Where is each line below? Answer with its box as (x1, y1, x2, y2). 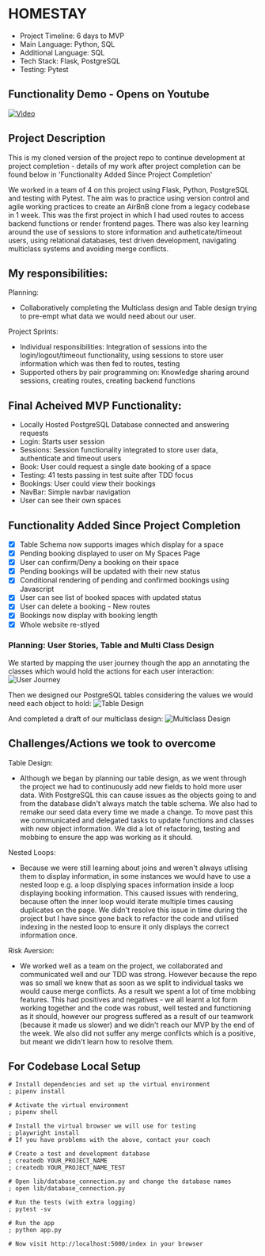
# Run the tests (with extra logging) (8, 1198, 136, 1207)
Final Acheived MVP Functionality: (8, 399, 182, 412)
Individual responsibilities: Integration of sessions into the (19, 342, 207, 352)
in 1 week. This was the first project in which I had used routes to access (8, 210, 244, 220)
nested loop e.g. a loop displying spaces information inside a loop (19, 880, 235, 889)
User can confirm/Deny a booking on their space (19, 558, 180, 567)
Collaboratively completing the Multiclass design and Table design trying (19, 303, 257, 313)
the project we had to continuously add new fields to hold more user (19, 781, 243, 791)
